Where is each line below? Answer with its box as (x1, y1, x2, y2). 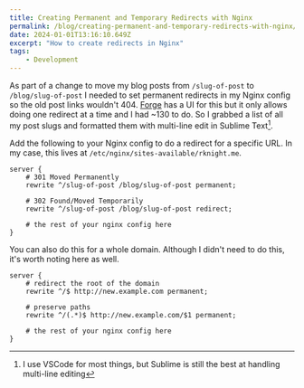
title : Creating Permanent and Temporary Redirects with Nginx (9, 13, 253, 23)
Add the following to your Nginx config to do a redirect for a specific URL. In (9, 137, 292, 148)
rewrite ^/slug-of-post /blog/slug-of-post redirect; (25, 204, 233, 213)
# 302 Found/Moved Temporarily (25, 196, 144, 205)
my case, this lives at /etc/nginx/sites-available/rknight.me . (9, 147, 242, 158)
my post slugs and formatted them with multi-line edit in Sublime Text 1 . (9, 118, 273, 131)
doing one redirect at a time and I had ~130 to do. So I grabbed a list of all (9, 109, 283, 119)
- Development (25, 55, 79, 64)
